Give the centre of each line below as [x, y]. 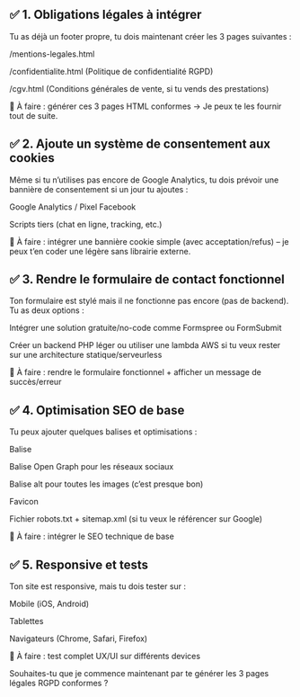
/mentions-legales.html [52, 54]
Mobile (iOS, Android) [49, 604]
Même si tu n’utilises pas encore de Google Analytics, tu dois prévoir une [144, 180]
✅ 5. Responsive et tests [79, 564]
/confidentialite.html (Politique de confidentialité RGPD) [111, 71]
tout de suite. [34, 115]
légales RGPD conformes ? [59, 684]
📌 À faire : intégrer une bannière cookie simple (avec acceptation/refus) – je [149, 241]
